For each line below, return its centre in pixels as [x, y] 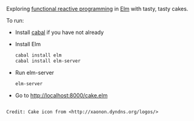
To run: [15, 20]
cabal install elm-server [48, 61]
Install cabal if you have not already [59, 32]
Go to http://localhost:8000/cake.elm [61, 95]
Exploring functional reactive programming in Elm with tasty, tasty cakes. [97, 9]
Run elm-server [35, 72]
